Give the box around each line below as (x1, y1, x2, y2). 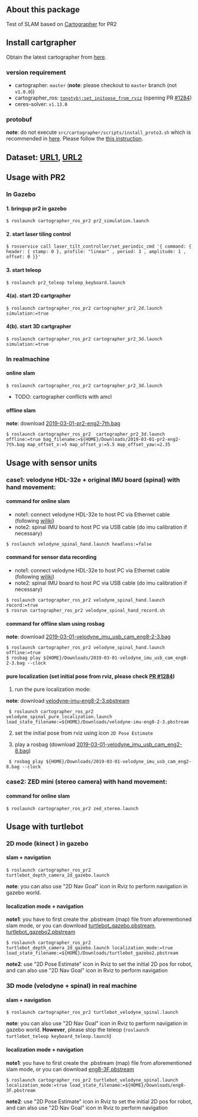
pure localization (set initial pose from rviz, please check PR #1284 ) (6, 673, 176, 680)
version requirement (6, 68, 66, 76)
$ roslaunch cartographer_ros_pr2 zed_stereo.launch (6, 805, 139, 811)
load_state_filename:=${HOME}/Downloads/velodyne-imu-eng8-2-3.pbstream (6, 719, 189, 725)
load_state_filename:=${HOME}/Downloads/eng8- (69, 1082, 186, 1088)
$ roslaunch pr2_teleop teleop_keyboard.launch (6, 280, 126, 286)
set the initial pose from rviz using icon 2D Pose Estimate (14, 729, 154, 737)
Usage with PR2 (6, 172, 66, 183)
